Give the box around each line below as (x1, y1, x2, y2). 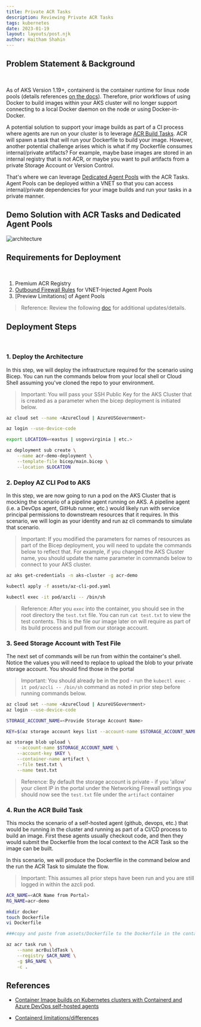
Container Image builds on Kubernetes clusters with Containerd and (14, 996, 182, 1004)
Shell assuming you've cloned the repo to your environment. (6, 379, 155, 386)
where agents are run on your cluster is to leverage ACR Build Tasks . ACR (6, 129, 187, 137)
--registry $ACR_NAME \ (17, 953, 77, 959)
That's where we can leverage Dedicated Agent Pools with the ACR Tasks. (6, 173, 190, 180)
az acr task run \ (6, 942, 52, 948)
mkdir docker (6, 909, 39, 915)
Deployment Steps (6, 321, 77, 332)
